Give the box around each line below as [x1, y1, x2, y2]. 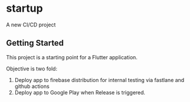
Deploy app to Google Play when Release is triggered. [14, 89, 146, 96]
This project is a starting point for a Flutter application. [6, 53, 138, 60]
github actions [14, 83, 50, 90]
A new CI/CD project [6, 21, 56, 28]
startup [6, 2, 43, 15]
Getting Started [6, 38, 64, 48]
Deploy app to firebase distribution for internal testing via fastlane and [14, 76, 185, 83]
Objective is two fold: [6, 65, 58, 72]
